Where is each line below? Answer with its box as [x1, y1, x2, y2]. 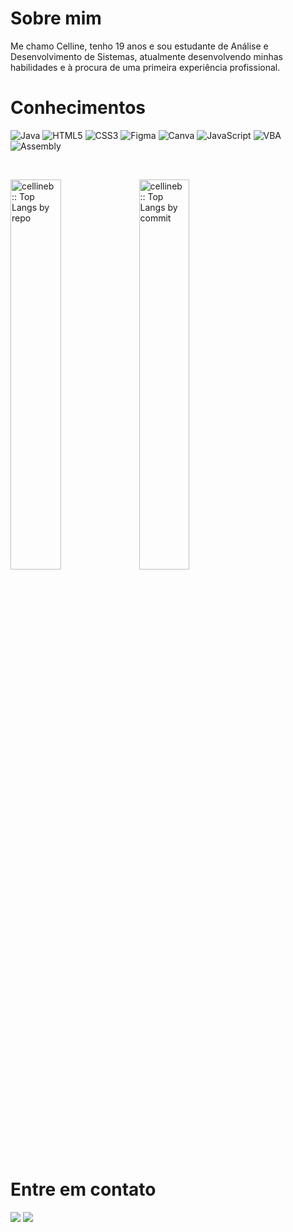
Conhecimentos [10, 97, 146, 119]
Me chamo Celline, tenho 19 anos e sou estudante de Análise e [10, 40, 269, 52]
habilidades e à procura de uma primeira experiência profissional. [10, 61, 281, 73]
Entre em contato [10, 1178, 157, 1201]
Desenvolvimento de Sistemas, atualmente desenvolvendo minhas [10, 50, 283, 62]
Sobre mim [10, 7, 102, 30]
